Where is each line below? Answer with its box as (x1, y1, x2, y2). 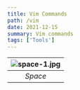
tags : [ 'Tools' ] (7, 37, 55, 44)
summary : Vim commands (7, 30, 74, 38)
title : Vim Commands (7, 10, 68, 18)
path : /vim (7, 17, 39, 24)
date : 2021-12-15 (7, 23, 58, 30)
